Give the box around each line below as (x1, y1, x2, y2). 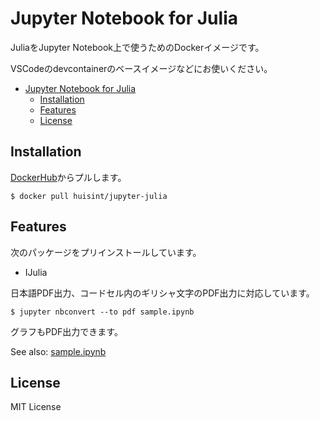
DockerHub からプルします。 (10, 171, 127, 183)
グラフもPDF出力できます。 (10, 325, 123, 337)
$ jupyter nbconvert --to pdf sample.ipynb (10, 307, 195, 317)
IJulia (24, 266, 48, 278)
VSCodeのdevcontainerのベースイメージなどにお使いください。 (10, 62, 273, 74)
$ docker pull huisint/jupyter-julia (10, 191, 168, 201)
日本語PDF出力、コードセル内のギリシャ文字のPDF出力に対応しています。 (10, 287, 315, 299)
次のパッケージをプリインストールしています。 (10, 246, 202, 258)
